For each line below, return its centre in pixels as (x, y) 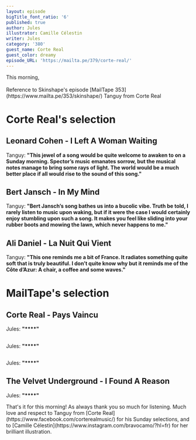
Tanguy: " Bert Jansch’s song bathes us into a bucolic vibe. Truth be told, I (97, 206)
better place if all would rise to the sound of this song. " (74, 174)
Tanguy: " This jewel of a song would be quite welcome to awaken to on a (96, 155)
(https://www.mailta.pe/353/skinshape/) (54, 96)
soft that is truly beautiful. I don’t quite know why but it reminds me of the (97, 263)
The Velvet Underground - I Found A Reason (88, 381)
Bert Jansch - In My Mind (53, 192)
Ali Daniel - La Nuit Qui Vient (59, 243)
